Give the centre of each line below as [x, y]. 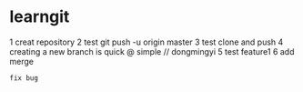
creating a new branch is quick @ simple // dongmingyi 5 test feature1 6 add [152, 51]
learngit [40, 17]
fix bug [24, 78]
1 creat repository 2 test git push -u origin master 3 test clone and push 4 [146, 42]
